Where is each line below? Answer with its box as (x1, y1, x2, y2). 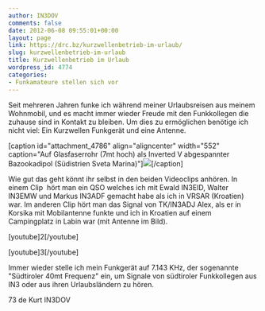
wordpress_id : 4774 (8, 64, 73, 72)
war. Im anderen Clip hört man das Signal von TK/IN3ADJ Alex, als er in (8, 200, 242, 209)
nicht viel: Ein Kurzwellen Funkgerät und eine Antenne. (8, 125, 186, 135)
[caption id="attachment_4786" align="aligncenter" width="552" (8, 141, 220, 150)
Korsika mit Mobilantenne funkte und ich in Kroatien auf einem (8, 208, 212, 217)
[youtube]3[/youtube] (8, 247, 79, 257)
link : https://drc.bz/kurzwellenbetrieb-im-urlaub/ (8, 41, 182, 49)
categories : (8, 71, 48, 79)
